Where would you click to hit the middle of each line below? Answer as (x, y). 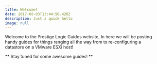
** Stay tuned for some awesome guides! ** (49, 57)
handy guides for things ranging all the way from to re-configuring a (73, 42)
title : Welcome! (21, 9)
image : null (17, 23)
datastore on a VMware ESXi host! (39, 47)
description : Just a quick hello (39, 18)
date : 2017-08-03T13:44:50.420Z (38, 14)
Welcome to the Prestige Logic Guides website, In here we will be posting (78, 37)
